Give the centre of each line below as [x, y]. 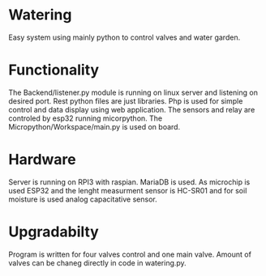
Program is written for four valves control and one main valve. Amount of [130, 254]
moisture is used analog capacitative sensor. [83, 199]
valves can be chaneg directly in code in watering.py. [97, 263]
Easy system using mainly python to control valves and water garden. [124, 37]
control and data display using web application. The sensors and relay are [132, 109]
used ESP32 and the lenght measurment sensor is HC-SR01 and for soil [128, 190]
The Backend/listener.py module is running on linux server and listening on [133, 92]
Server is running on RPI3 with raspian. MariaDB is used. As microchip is [129, 182]
